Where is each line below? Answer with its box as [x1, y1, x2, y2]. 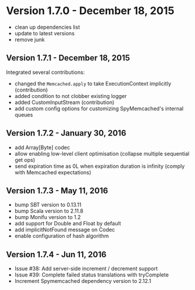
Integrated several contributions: [6, 69, 85, 76]
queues [14, 111, 33, 118]
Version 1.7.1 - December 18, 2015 [6, 53, 130, 63]
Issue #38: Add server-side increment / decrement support [14, 265, 158, 272]
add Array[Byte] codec [14, 144, 70, 151]
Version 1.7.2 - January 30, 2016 [6, 128, 126, 139]
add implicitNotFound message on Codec [14, 226, 116, 233]
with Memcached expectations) [14, 168, 92, 176]
